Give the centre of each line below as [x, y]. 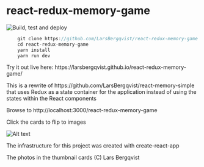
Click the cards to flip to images [46, 122]
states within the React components [51, 99]
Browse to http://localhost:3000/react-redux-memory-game [82, 110]
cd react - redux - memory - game [53, 44]
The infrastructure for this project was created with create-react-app [93, 146]
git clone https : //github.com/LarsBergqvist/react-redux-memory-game [108, 38]
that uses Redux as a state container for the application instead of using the [101, 92]
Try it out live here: [30, 67]
